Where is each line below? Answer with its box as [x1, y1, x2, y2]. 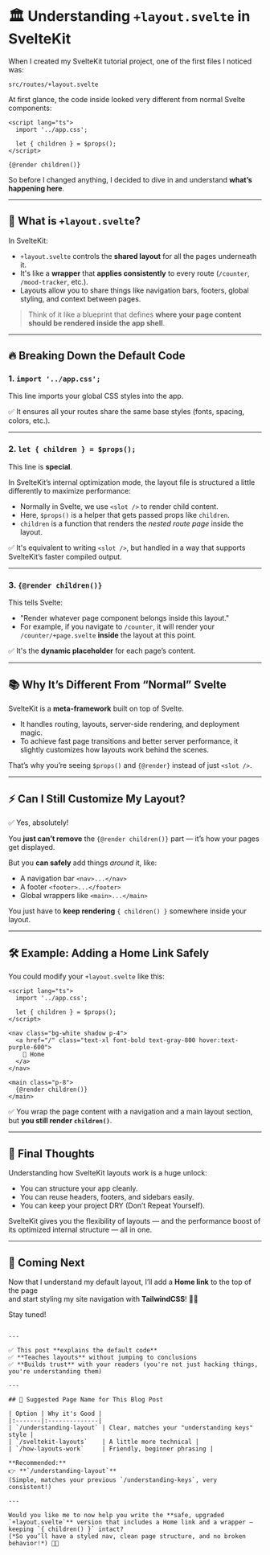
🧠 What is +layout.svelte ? [8, 215, 141, 228]
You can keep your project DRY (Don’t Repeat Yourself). [19, 1200, 205, 1211]
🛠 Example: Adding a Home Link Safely [8, 946, 210, 960]
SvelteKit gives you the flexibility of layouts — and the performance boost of [8, 1217, 261, 1226]
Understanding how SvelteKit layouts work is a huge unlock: [8, 1168, 207, 1178]
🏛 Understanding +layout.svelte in [8, 7, 251, 26]
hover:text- [198, 1036, 239, 1044]
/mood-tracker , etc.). [19, 277, 88, 286]
